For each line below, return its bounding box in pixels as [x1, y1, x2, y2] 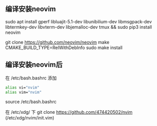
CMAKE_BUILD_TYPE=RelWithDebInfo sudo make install [5, 45, 123, 51]
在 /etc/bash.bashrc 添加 [5, 75, 57, 81]
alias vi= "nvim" [5, 85, 40, 90]
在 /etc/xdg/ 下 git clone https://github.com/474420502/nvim [5, 109, 133, 115]
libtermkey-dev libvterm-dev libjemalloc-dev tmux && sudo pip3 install [5, 24, 152, 30]
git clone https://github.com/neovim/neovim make [5, 39, 110, 45]
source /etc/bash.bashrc [5, 99, 57, 105]
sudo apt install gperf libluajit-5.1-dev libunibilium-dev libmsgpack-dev [5, 18, 152, 24]
